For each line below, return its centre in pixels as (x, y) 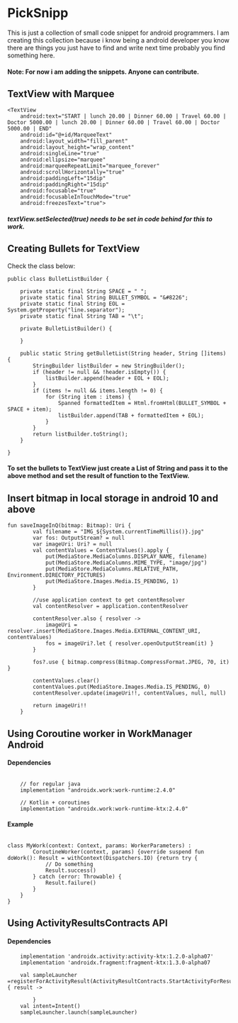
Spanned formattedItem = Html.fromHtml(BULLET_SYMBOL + (142, 403)
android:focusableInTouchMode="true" (76, 197)
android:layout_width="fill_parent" (74, 141)
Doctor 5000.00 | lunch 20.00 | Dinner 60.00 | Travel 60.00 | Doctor (114, 123)
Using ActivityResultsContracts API (87, 923)
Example (21, 824)
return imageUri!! (60, 706)
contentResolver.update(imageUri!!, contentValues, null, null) (130, 693)
